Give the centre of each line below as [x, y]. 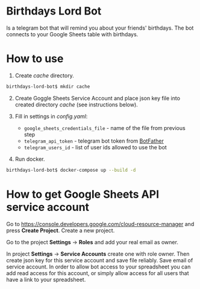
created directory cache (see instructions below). [77, 105]
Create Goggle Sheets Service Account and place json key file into [98, 98]
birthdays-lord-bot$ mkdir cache [48, 86]
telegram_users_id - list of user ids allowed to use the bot [95, 147]
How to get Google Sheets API [83, 194]
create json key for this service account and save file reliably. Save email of [100, 260]
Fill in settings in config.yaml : [51, 116]
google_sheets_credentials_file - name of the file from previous [105, 128]
